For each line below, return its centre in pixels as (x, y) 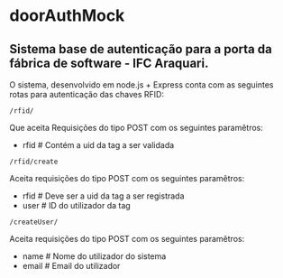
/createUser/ (34, 222)
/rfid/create (34, 162)
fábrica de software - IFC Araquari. (109, 63)
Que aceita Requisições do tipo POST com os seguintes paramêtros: (137, 128)
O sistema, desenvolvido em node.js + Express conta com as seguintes (141, 85)
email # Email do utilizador (71, 266)
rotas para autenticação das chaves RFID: (87, 94)
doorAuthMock (67, 16)
